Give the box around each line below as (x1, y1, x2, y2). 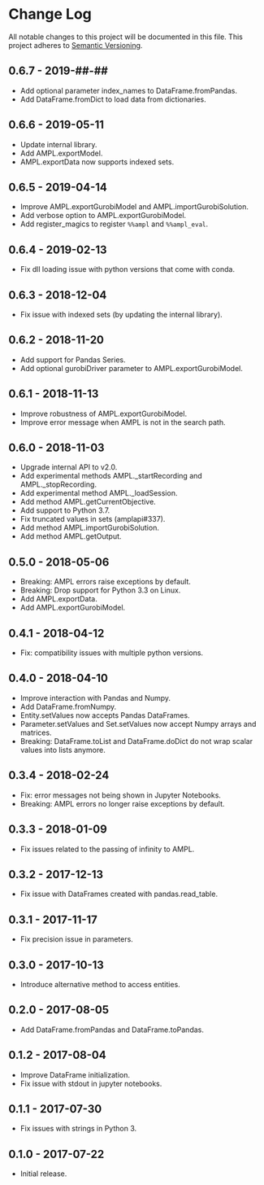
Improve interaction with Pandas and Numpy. (19, 693, 171, 702)
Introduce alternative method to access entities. (19, 979, 180, 989)
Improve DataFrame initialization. (19, 1069, 130, 1079)
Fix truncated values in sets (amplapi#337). (19, 514, 166, 524)
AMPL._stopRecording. (19, 479, 97, 489)
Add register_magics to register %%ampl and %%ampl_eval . (19, 219, 209, 229)
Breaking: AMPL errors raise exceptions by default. (19, 577, 191, 587)
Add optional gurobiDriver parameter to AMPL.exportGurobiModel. (19, 363, 244, 373)
